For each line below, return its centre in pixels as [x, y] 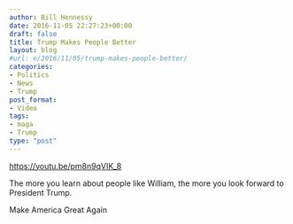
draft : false [33, 34]
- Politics [29, 75]
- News [21, 83]
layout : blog [33, 50]
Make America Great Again [58, 210]
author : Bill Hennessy [51, 17]
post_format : [33, 100]
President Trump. [41, 192]
